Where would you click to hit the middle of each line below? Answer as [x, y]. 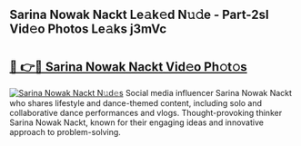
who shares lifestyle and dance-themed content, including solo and [135, 103]
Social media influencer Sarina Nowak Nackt [209, 93]
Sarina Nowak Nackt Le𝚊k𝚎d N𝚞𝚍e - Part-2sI [140, 15]
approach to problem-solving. [65, 132]
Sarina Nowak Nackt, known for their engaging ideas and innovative [136, 122]
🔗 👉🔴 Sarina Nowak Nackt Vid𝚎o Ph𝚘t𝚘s [128, 67]
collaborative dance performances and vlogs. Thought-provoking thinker [146, 113]
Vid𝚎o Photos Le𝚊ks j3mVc [88, 29]
